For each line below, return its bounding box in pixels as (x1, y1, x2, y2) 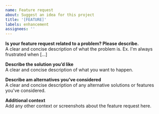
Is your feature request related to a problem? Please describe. (5, 40, 139, 47)
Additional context (5, 98, 46, 104)
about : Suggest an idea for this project (5, 12, 95, 17)
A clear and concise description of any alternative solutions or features (5, 82, 154, 88)
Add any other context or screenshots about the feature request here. (5, 103, 152, 109)
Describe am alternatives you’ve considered (5, 77, 101, 83)
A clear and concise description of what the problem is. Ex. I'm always (5, 46, 153, 52)
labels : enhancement (5, 21, 49, 27)
